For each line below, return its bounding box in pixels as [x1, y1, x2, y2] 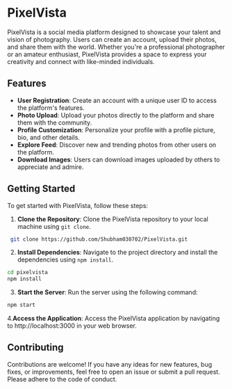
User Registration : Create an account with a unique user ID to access [17, 96, 217, 104]
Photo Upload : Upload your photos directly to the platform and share [17, 111, 215, 119]
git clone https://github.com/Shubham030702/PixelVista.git [10, 235, 188, 243]
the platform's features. [17, 103, 85, 112]
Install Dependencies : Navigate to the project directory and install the [17, 248, 218, 257]
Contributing [7, 342, 64, 354]
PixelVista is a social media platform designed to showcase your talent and [7, 28, 221, 36]
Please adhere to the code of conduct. [7, 374, 117, 383]
